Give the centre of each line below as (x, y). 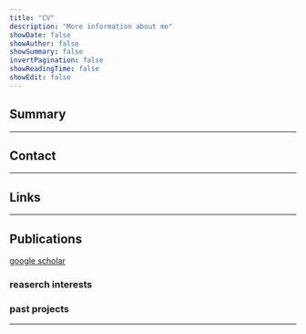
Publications (46, 239)
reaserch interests (51, 284)
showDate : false (40, 35)
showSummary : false (46, 52)
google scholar (38, 261)
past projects (40, 308)
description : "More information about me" (91, 26)
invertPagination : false (56, 60)
